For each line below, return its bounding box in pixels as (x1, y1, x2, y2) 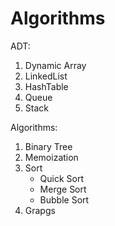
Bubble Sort (39, 193, 90, 206)
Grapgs (24, 204, 56, 216)
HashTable (24, 80, 69, 92)
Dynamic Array (24, 59, 87, 71)
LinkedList (24, 70, 68, 82)
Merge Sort (39, 183, 87, 195)
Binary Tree (24, 140, 73, 152)
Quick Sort (39, 172, 85, 184)
